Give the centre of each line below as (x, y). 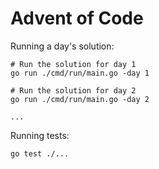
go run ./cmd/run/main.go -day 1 (80, 73)
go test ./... (40, 153)
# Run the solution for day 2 (73, 90)
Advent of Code (77, 18)
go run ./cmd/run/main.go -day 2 (80, 99)
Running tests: (40, 135)
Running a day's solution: (62, 46)
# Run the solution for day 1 (73, 64)
